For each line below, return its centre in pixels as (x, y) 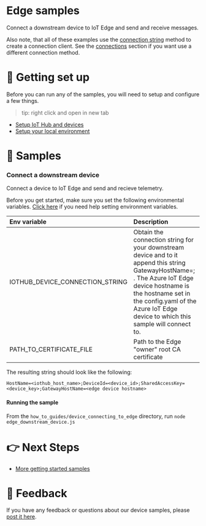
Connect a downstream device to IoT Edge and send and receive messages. (103, 28)
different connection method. (43, 52)
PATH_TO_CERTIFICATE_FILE (51, 349)
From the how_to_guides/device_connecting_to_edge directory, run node (96, 416)
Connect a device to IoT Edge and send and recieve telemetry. (85, 188)
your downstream (159, 248)
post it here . (21, 517)
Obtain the (148, 232)
